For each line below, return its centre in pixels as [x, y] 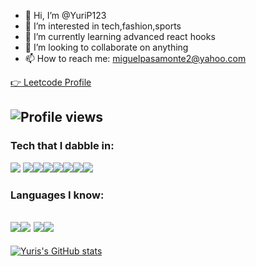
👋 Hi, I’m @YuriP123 [65, 15]
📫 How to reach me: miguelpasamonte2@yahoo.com [135, 58]
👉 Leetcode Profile [51, 82]
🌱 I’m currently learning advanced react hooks [120, 36]
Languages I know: [57, 195]
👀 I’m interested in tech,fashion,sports [103, 26]
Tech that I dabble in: [62, 146]
